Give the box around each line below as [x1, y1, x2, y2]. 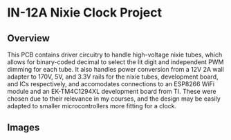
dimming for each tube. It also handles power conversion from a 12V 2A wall [7, 66, 225, 73]
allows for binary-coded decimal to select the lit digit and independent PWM [7, 58, 224, 66]
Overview [7, 32, 50, 44]
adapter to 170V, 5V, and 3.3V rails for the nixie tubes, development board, [7, 72, 219, 81]
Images [7, 122, 40, 134]
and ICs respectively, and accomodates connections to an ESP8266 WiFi [7, 80, 215, 88]
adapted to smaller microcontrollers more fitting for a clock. [7, 102, 177, 110]
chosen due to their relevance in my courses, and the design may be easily [7, 94, 221, 103]
